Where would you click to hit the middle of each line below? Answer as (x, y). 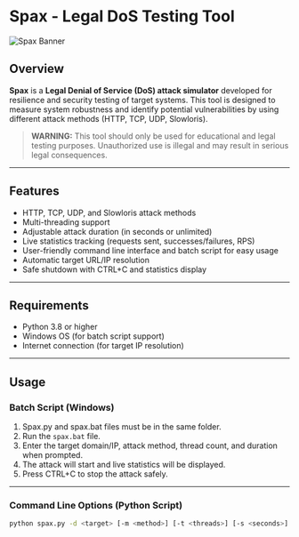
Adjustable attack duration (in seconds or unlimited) (117, 231)
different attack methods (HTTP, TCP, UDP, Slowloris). (109, 118)
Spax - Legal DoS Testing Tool (122, 16)
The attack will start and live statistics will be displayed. (124, 465)
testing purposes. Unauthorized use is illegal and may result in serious (160, 145)
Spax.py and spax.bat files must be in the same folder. (121, 427)
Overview (37, 69)
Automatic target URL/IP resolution (85, 260)
